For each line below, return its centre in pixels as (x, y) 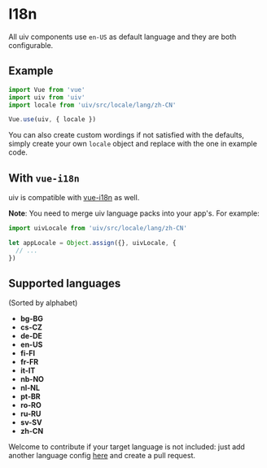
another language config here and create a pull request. (102, 456)
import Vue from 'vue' (47, 90)
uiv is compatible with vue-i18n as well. (74, 198)
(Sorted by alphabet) (43, 303)
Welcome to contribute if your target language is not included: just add (127, 447)
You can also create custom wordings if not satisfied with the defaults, (126, 135)
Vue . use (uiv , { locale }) (52, 120)
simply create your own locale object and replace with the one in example (133, 144)
